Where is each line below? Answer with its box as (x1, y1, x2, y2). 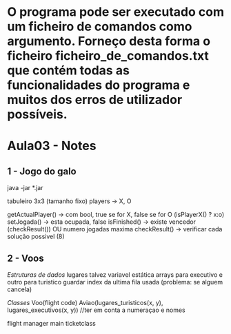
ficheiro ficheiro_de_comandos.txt (7, 48, 209, 64)
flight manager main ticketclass (7, 320, 97, 327)
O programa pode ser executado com (7, 4, 225, 20)
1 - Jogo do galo (7, 165, 77, 177)
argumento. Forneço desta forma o (7, 34, 211, 49)
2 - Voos (7, 252, 44, 264)
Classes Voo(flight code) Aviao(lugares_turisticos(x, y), (7, 299, 163, 306)
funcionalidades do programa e (7, 77, 190, 93)
